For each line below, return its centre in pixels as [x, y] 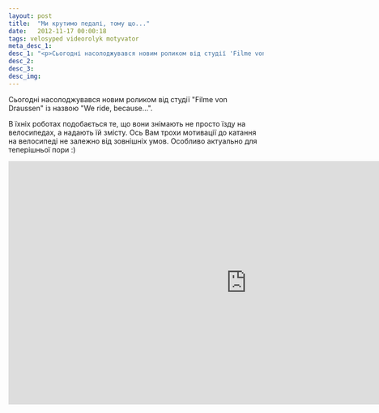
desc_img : [25, 76]
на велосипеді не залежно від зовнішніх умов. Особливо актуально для [133, 141]
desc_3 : [21, 69]
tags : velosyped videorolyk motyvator [74, 39]
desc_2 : [21, 62]
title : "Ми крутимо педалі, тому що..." [79, 24]
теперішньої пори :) [42, 149]
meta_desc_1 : [30, 46]
